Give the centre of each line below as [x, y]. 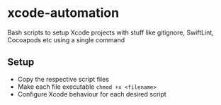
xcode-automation [63, 13]
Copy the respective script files [63, 79]
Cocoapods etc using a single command [66, 39]
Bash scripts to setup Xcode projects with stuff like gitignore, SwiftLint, [110, 32]
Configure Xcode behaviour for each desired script [92, 94]
